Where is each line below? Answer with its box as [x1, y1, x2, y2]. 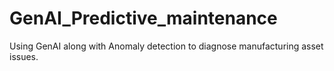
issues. [9, 50, 39, 62]
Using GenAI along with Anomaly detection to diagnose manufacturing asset [9, 40, 324, 52]
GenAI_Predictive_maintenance [9, 7, 278, 30]
